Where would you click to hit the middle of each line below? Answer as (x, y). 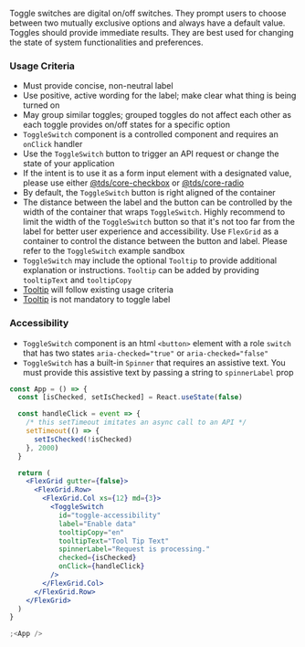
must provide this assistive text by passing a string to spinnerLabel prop (158, 372)
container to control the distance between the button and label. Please (155, 241)
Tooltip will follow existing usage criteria (98, 290)
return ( (34, 473)
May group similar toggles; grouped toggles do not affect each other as (157, 115)
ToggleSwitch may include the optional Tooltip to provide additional (149, 260)
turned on (41, 105)
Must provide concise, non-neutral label (98, 86)
